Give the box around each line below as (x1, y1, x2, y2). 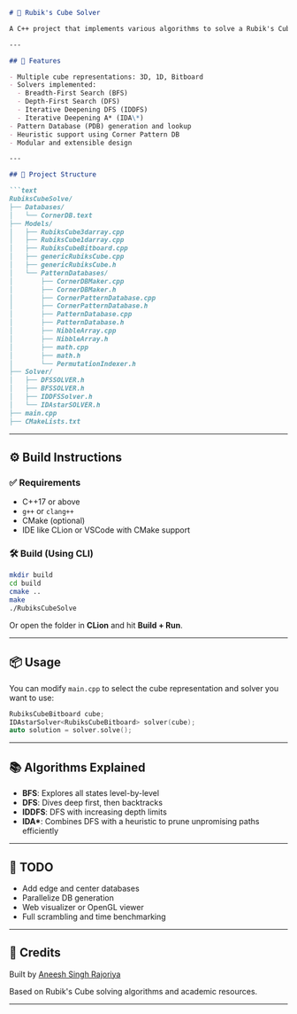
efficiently (21, 825, 59, 837)
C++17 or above (21, 496, 81, 507)
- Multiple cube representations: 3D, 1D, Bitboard (9, 72, 203, 82)
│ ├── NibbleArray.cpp (9, 326, 117, 335)
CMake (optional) (21, 515, 86, 526)
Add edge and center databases (21, 883, 140, 893)
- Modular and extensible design (9, 138, 133, 147)
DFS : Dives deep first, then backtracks (21, 798, 164, 808)
